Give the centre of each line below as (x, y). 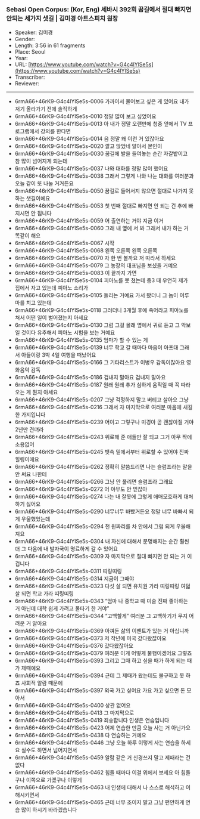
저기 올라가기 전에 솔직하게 (46, 109)
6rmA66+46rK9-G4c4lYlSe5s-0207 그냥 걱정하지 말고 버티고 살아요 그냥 (101, 400)
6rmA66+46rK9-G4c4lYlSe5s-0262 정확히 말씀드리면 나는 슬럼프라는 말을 (103, 467)
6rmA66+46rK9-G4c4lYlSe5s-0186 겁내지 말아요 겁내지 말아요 (90, 378)
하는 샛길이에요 (32, 199)
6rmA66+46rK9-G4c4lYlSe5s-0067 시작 (65, 243)
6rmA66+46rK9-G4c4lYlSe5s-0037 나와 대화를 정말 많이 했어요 (91, 169)
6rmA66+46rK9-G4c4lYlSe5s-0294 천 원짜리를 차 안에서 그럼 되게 (95, 527)
